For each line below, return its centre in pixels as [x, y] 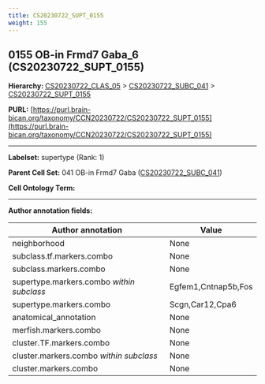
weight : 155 [28, 23]
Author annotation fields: [50, 211]
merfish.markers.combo [56, 330]
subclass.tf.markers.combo [62, 256]
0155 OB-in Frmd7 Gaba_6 [74, 55]
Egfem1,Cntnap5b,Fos [211, 287]
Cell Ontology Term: [42, 188]
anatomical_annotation [54, 318]
